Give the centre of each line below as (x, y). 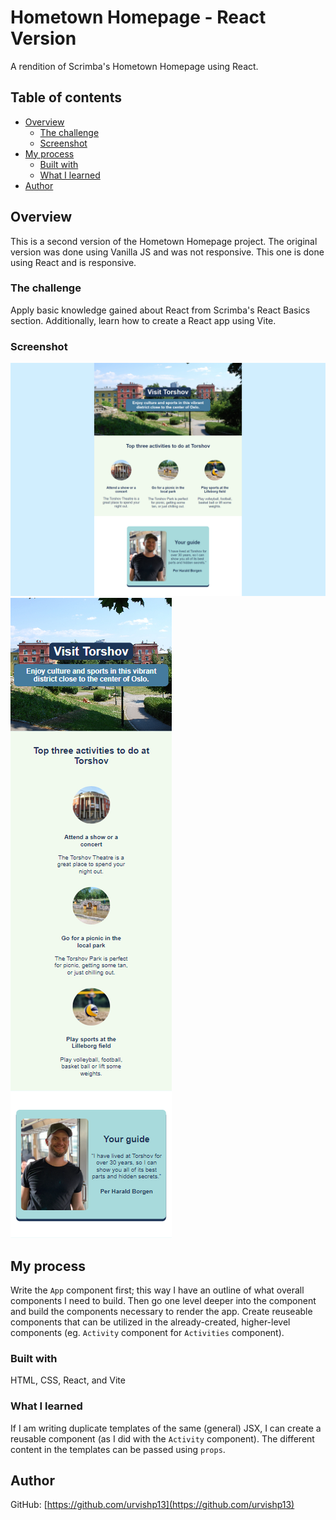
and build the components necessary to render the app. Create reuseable (161, 1312)
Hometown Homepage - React (138, 17)
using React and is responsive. (73, 262)
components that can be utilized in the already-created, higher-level (150, 1322)
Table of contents (66, 97)
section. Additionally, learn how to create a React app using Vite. (143, 320)
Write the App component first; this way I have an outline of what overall (157, 1290)
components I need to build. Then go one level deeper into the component (163, 1301)
